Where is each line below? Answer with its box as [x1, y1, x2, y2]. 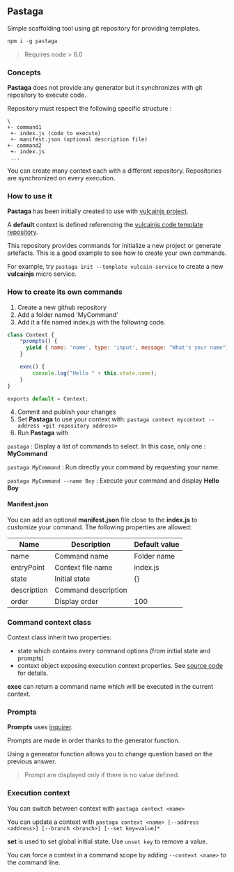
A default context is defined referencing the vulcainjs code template [7, 221, 203, 229]
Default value [134, 539, 180, 549]
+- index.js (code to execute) [10, 130, 101, 137]
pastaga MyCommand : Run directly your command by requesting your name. [7, 463, 220, 472]
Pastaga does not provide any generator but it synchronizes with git [7, 83, 203, 91]
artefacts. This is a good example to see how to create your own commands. [7, 249, 227, 257]
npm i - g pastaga [7, 38, 58, 45]
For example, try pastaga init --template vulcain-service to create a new [7, 263, 224, 271]
